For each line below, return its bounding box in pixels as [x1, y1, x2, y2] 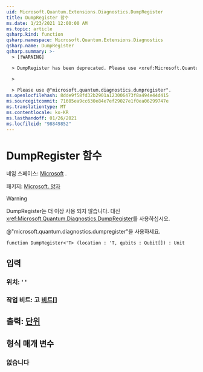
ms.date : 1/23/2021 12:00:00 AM [6, 20, 88, 26]
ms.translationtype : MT [6, 104, 66, 110]
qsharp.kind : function [6, 32, 63, 38]
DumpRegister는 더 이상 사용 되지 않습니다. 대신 [6, 208, 121, 215]
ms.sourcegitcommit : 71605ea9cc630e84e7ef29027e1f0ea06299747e [6, 98, 169, 104]
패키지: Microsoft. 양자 [6, 183, 60, 190]
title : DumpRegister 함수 [6, 15, 69, 21]
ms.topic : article [6, 25, 53, 32]
